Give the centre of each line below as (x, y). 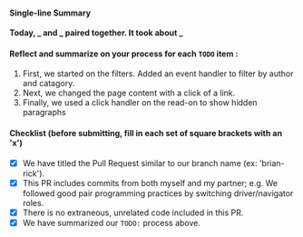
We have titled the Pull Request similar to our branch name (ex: (140, 163)
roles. (33, 202)
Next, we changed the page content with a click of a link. (129, 93)
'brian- (272, 163)
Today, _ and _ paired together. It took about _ (96, 33)
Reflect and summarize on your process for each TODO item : (124, 54)
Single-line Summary (50, 13)
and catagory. (49, 84)
